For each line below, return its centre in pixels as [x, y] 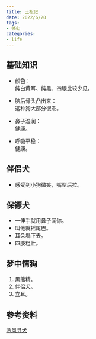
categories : [21, 34]
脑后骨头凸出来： [36, 101]
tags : [13, 23]
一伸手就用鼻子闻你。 [41, 221]
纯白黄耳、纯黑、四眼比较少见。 [54, 88]
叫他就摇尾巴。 [33, 228]
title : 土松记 [22, 12]
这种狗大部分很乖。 [38, 108]
